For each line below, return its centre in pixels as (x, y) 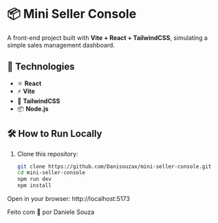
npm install (34, 186)
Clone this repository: (47, 153)
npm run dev (34, 179)
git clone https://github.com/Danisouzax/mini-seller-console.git (114, 167)
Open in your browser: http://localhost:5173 (69, 199)
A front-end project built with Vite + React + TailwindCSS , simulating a (108, 38)
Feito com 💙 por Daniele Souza (51, 212)
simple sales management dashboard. (61, 45)
